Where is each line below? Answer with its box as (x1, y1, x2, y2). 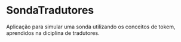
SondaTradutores (6, 4, 94, 17)
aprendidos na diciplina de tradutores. (6, 29, 100, 36)
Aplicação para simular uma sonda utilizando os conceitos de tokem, (6, 23, 176, 30)
